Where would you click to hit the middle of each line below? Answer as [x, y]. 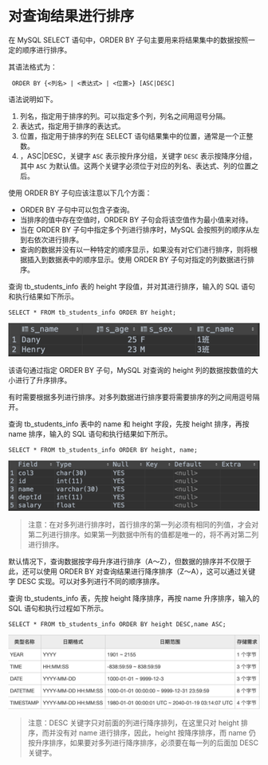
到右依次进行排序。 [51, 239]
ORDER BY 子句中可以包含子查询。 [77, 210]
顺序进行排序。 [47, 49]
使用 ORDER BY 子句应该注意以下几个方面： [80, 193]
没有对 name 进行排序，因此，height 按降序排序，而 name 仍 [156, 732]
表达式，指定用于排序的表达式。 [72, 126]
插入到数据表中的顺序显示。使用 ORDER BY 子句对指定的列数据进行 [137, 259]
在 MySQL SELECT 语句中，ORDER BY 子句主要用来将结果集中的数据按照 [128, 40]
